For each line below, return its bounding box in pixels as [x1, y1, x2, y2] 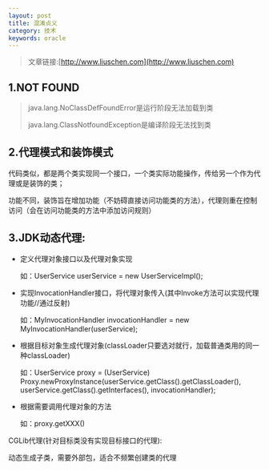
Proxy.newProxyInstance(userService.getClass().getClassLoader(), [19, 376, 242, 386]
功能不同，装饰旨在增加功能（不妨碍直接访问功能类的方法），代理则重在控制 [8, 195, 258, 205]
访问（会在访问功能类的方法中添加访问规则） [8, 205, 156, 215]
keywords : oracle [8, 34, 66, 42]
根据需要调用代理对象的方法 [19, 401, 112, 411]
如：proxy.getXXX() [19, 418, 86, 428]
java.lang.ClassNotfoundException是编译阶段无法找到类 [27, 120, 211, 130]
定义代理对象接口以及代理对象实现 [19, 254, 133, 263]
